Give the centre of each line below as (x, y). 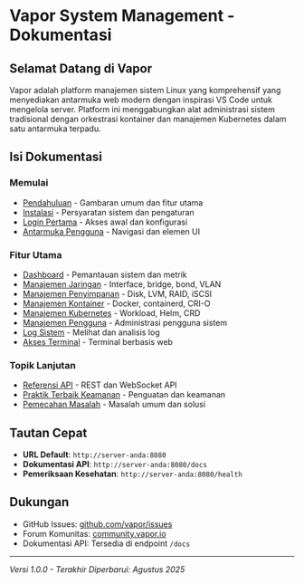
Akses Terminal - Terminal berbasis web (98, 341)
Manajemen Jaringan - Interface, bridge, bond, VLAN (122, 284)
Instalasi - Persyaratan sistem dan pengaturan (108, 212)
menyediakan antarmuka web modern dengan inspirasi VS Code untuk (141, 100)
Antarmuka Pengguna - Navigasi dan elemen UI (111, 231)
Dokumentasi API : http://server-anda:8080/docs (115, 464)
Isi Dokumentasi (56, 157)
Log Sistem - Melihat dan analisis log (91, 332)
